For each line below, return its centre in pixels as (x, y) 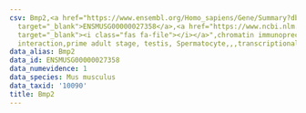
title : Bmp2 (32, 94)
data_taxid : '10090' (49, 86)
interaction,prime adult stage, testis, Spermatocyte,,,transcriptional (158, 43)
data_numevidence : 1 (49, 69)
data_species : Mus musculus (63, 77)
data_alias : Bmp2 (42, 52)
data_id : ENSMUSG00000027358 (65, 60)
